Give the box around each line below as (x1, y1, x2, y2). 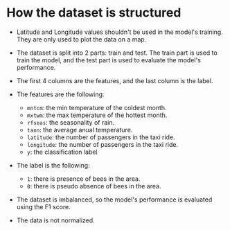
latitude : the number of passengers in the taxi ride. (26, 133, 175, 141)
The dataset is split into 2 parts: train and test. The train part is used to (16, 48, 218, 57)
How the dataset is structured (6, 5, 182, 21)
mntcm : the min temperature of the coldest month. (26, 103, 167, 112)
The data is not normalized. (16, 216, 95, 224)
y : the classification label (26, 148, 98, 156)
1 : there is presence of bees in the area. (26, 175, 141, 183)
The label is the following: (16, 161, 91, 169)
